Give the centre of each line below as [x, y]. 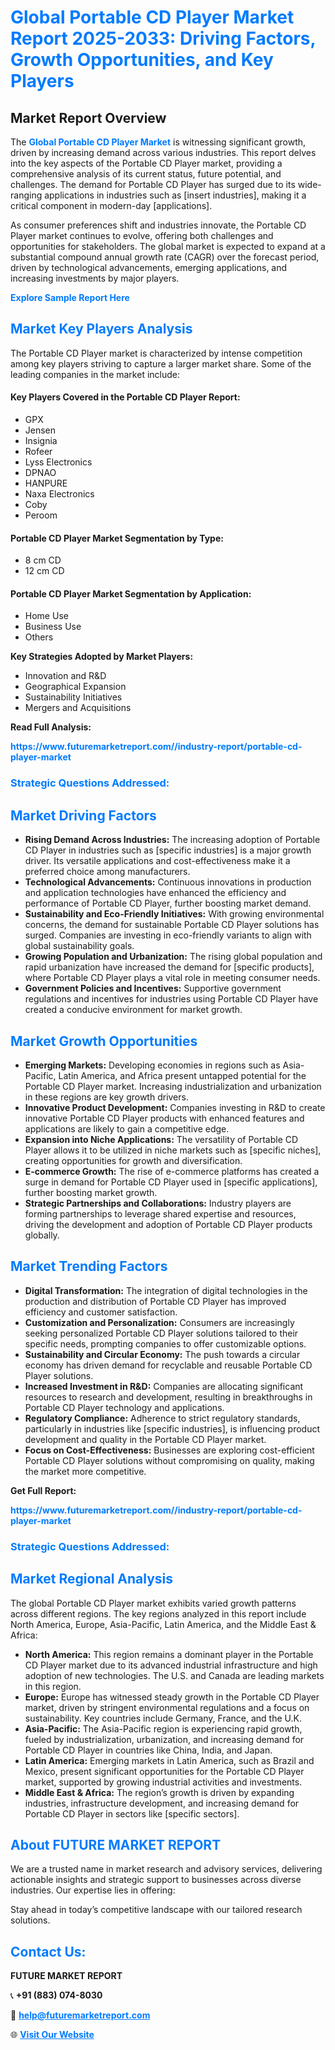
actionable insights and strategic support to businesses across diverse [156, 1880]
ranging [26, 195]
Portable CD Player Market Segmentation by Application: [131, 593]
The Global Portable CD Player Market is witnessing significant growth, [158, 142]
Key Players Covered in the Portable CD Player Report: [125, 397]
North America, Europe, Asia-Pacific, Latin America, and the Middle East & [163, 1624]
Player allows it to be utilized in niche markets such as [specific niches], [173, 1150]
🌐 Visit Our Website [52, 2035]
